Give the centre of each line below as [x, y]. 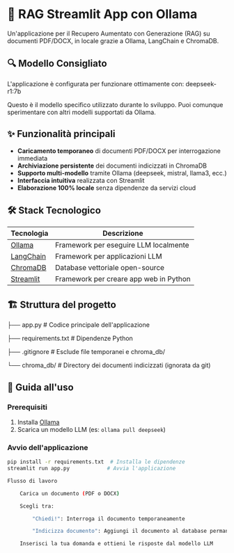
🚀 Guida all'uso [41, 387]
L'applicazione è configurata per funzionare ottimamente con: [96, 83]
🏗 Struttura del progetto [62, 304]
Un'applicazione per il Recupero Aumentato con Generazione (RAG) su [109, 33]
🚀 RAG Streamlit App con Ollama [102, 14]
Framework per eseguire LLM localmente [122, 245]
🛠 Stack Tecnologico [54, 210]
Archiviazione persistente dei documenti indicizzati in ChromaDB [112, 166]
